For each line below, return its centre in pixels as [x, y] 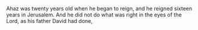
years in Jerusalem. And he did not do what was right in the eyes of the [94, 15]
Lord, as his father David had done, [49, 21]
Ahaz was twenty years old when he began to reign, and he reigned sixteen [99, 9]
